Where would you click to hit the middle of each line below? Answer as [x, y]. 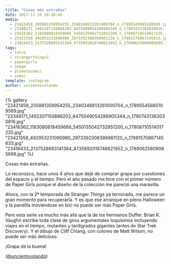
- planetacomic [26, 72]
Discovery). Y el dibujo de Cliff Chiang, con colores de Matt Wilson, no [79, 231]
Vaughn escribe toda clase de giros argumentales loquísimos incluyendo [81, 220]
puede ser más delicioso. [32, 236]
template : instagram [27, 81]
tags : [11, 48]
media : [12, 19]
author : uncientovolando [32, 85]
